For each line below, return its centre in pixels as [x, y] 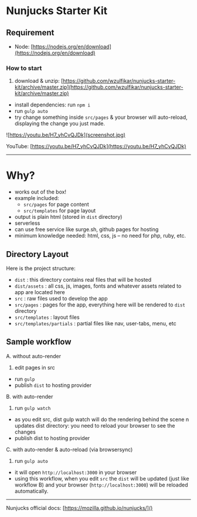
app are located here [40, 292]
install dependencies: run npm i [52, 105]
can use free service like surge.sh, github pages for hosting [86, 229]
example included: [37, 198]
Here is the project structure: [41, 268]
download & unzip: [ [39, 81]
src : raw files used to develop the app [61, 299]
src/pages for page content [56, 205]
